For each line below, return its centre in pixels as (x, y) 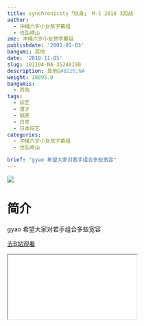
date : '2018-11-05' (35, 58)
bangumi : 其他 (26, 52)
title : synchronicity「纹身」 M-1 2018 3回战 (70, 13)
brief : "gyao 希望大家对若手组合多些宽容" (62, 160)
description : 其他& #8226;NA (46, 71)
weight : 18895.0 (30, 77)
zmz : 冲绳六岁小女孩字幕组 (40, 39)
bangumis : (21, 84)
